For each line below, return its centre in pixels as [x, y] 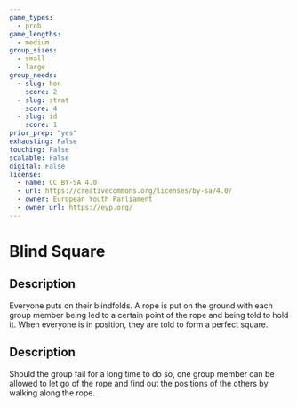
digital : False [37, 166]
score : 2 [41, 92]
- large [32, 68]
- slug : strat [43, 100]
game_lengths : [36, 34]
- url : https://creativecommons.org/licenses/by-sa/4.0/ [125, 191]
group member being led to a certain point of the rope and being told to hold [149, 315]
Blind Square [57, 251]
